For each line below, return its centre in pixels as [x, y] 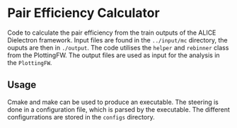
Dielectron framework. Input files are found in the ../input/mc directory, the [117, 40]
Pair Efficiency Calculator [84, 13]
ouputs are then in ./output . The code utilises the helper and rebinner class [118, 47]
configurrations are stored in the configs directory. [81, 117]
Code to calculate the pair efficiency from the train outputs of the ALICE [112, 33]
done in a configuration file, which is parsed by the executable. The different [118, 109]
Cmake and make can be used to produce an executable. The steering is [113, 102]
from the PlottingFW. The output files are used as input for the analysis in [114, 55]
